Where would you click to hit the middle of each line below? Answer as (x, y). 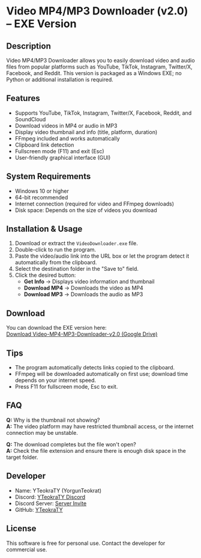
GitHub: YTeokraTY (39, 509)
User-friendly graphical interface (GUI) (63, 157)
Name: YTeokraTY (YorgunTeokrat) (58, 490)
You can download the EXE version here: (56, 328)
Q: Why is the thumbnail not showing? (53, 420)
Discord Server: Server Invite (51, 503)
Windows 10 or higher (42, 191)
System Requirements (49, 176)
